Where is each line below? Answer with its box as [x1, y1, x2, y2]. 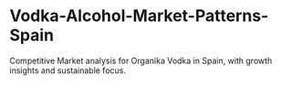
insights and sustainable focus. [9, 65, 126, 76]
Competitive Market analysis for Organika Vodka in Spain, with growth [9, 55, 273, 66]
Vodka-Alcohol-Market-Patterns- [9, 5, 269, 27]
